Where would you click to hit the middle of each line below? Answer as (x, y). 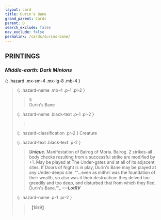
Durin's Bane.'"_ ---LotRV (55, 188)
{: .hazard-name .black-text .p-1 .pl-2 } (56, 114)
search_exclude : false (28, 28)
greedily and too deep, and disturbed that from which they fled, (92, 183)
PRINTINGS (23, 56)
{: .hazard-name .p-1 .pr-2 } (44, 197)
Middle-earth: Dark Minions (39, 70)
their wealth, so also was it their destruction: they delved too (89, 177)
